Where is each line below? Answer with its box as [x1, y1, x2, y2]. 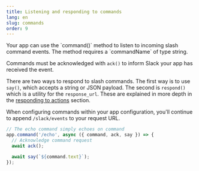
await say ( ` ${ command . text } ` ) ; [11, 154, 90, 160]
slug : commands [6, 20, 44, 26]
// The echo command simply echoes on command [6, 126, 125, 132]
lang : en [6, 14, 28, 20]
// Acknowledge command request [11, 138, 93, 143]
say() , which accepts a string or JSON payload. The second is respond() [6, 84, 186, 91]
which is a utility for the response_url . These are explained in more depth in [6, 90, 192, 97]
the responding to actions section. [6, 97, 91, 104]
